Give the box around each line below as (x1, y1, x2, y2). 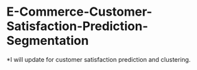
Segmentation (6, 33, 89, 48)
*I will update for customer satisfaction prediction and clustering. (6, 55, 191, 63)
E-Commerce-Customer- (6, 4, 152, 20)
